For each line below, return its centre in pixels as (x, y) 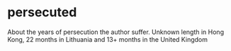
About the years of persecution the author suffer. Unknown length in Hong (116, 32)
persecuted (42, 12)
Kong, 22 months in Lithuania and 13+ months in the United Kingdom (107, 39)
